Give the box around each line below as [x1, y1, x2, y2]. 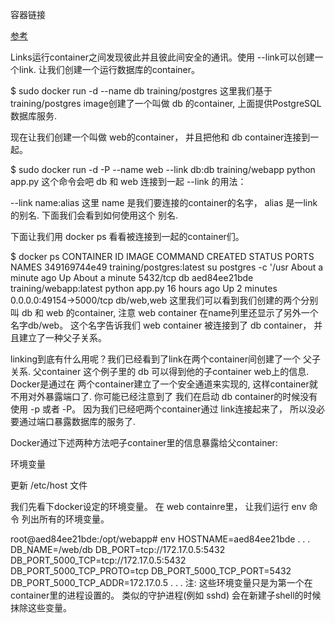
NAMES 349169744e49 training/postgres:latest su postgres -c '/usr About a [10, 261, 324, 273]
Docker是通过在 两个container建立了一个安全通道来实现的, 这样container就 [10, 378, 318, 390]
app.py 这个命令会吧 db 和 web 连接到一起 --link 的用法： [10, 176, 247, 187]
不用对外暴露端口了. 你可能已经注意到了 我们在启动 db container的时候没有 [10, 391, 318, 402]
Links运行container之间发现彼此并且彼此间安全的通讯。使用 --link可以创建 [10, 51, 315, 63]
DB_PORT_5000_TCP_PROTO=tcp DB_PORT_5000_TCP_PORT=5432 [10, 565, 292, 577]
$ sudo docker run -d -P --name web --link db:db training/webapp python [10, 164, 316, 175]
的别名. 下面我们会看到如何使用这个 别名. [10, 209, 178, 221]
